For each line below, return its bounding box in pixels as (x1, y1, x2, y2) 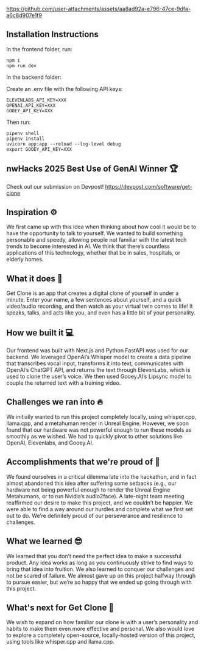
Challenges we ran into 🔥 (6, 397, 104, 407)
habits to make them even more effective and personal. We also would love (6, 625, 195, 633)
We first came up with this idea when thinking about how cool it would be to (6, 223, 197, 231)
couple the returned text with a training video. (6, 379, 121, 387)
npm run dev (6, 62, 37, 69)
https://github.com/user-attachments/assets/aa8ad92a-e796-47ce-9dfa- (6, 5, 191, 12)
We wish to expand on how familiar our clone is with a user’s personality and (6, 619, 199, 626)
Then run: (6, 118, 31, 126)
